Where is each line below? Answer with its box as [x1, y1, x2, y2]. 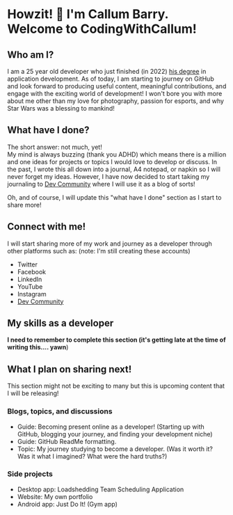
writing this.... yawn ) [7, 343, 69, 351]
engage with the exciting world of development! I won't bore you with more [7, 90, 223, 97]
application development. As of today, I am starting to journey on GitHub [7, 74, 214, 83]
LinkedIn [17, 275, 42, 283]
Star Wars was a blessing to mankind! [7, 104, 115, 112]
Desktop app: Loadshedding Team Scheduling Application [17, 485, 184, 493]
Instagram [17, 290, 47, 298]
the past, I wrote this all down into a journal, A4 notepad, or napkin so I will [7, 165, 221, 173]
